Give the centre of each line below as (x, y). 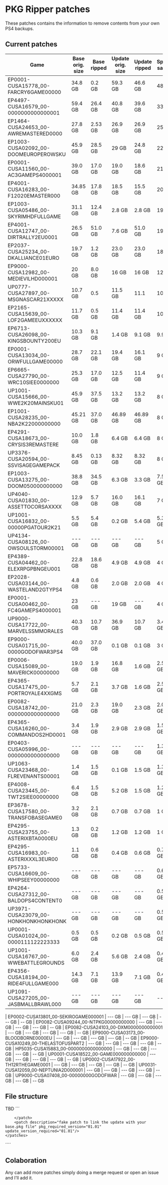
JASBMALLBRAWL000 (34, 1004)
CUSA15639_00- (29, 314)
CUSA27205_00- (29, 998)
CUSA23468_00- (29, 770)
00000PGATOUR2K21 (34, 527)
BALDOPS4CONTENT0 (35, 901)
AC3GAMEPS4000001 (35, 175)
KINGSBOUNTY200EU (34, 341)
